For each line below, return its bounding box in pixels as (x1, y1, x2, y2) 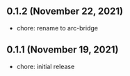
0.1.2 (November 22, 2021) (6, 6, 123, 17)
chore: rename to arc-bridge (16, 23, 99, 32)
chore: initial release (16, 62, 75, 70)
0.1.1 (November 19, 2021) (6, 44, 119, 56)
